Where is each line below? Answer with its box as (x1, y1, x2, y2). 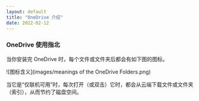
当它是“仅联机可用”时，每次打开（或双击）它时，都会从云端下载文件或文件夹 (6, 81, 194, 88)
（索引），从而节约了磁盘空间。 (6, 88, 82, 96)
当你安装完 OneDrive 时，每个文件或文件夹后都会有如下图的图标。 (6, 55, 168, 63)
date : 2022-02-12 (6, 20, 49, 26)
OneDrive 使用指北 (6, 41, 61, 49)
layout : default (6, 8, 46, 15)
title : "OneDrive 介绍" (6, 14, 64, 20)
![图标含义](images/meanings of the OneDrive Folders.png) (6, 68, 151, 75)
